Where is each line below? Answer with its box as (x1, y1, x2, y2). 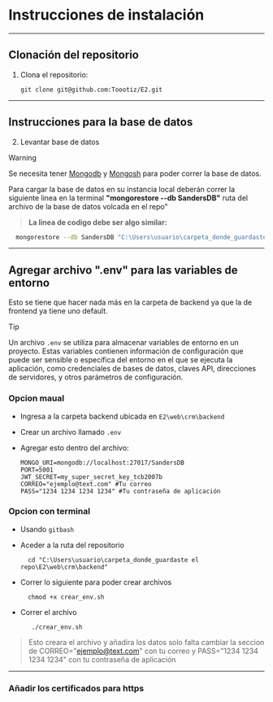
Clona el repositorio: (19, 69, 89, 79)
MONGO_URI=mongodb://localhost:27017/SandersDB (19, 458, 184, 467)
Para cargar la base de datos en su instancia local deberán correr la (8, 184, 236, 194)
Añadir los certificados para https (8, 682, 145, 694)
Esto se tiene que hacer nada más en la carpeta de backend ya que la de (8, 297, 253, 307)
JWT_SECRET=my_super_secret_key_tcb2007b (19, 472, 162, 481)
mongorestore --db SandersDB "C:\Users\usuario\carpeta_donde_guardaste (15, 233, 267, 241)
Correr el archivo (19, 607, 77, 616)
